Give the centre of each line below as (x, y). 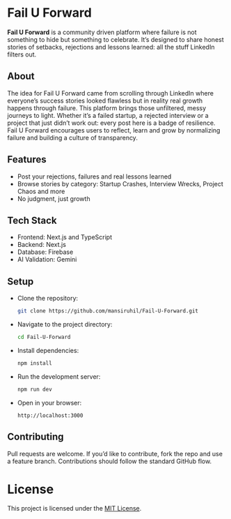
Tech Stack (32, 220)
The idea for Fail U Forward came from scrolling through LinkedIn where (111, 93)
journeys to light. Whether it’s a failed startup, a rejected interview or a (108, 115)
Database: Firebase (45, 252)
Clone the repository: (48, 299)
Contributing (35, 437)
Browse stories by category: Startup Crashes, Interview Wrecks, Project (120, 183)
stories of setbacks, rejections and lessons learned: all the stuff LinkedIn (111, 47)
